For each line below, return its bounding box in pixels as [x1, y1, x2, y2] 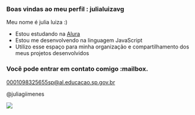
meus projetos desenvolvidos [15, 50, 90, 57]
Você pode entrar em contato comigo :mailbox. [6, 65, 148, 73]
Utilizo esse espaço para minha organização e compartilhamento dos [15, 43, 190, 50]
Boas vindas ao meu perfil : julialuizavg [6, 5, 125, 13]
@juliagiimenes [6, 90, 44, 97]
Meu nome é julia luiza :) [6, 19, 68, 26]
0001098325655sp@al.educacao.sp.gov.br [6, 78, 116, 86]
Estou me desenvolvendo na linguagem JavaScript [15, 37, 143, 44]
